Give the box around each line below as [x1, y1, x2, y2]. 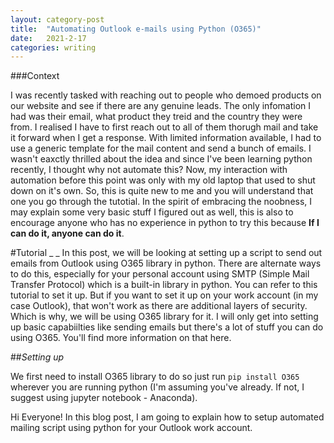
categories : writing [10, 42, 97, 53]
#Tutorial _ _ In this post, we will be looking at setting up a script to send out [10, 247, 323, 259]
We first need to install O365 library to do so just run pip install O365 [10, 371, 300, 383]
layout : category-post [10, 14, 105, 25]
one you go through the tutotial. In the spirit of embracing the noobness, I [10, 196, 313, 208]
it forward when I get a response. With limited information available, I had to [10, 132, 322, 144]
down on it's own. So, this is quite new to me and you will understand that [10, 185, 314, 197]
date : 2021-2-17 [10, 33, 87, 43]
